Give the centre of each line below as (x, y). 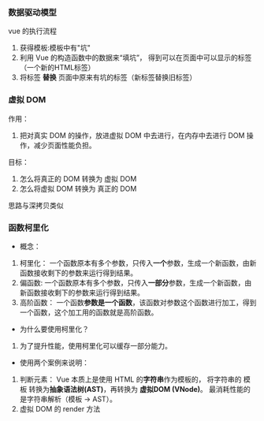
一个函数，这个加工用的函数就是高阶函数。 (89, 312)
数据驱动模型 (33, 12)
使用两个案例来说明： (54, 362)
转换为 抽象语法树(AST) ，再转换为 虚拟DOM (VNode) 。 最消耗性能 (136, 389)
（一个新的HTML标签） (57, 68)
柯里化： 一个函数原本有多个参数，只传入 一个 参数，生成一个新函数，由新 (138, 263)
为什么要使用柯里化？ (54, 329)
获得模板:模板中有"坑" (55, 48)
